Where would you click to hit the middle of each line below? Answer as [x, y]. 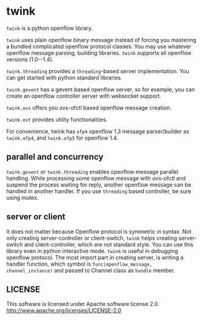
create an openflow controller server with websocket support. [84, 96]
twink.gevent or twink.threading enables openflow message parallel [92, 171]
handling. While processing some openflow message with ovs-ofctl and [96, 178]
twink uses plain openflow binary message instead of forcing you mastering [101, 40]
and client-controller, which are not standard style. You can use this [109, 244]
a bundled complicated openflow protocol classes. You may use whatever [99, 46]
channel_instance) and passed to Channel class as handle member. [91, 270]
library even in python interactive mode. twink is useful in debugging [92, 251]
